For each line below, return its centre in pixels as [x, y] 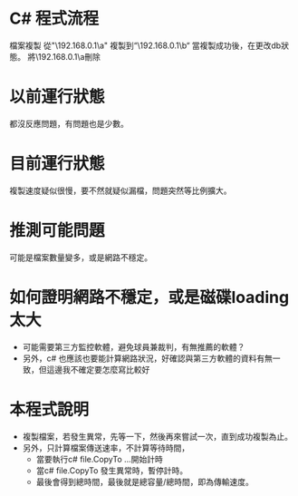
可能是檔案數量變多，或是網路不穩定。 [81, 257]
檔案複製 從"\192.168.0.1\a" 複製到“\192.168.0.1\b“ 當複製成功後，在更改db [145, 45]
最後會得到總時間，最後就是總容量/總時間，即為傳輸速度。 [144, 481]
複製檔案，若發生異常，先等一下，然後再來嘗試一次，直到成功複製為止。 [157, 436]
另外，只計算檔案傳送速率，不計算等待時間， [106, 447]
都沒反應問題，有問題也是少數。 [69, 123]
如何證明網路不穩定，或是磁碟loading [149, 297]
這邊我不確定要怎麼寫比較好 [98, 369]
